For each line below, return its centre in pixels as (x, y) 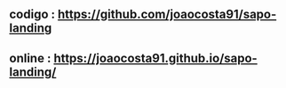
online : (30, 58)
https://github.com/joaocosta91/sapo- (167, 15)
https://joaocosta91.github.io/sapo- (155, 58)
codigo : (32, 15)
